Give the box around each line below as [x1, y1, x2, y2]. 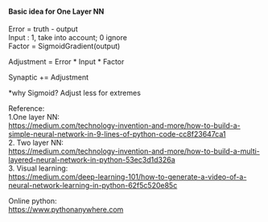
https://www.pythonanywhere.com [8, 205, 124, 215]
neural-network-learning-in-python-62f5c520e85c [8, 181, 178, 191]
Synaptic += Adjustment [8, 72, 89, 82]
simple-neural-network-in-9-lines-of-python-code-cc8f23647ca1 [8, 129, 226, 139]
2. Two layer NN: [8, 138, 64, 148]
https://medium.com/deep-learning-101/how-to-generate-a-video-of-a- [8, 172, 247, 182]
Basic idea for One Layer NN [8, 6, 105, 16]
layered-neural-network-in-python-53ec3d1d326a [8, 155, 175, 165]
